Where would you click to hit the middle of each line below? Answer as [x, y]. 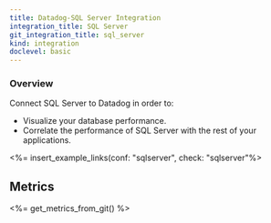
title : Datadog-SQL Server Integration [85, 18]
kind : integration [44, 43]
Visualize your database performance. [94, 121]
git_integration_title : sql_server [77, 35]
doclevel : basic [40, 52]
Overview [31, 84]
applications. [47, 140]
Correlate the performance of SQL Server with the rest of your [140, 131]
